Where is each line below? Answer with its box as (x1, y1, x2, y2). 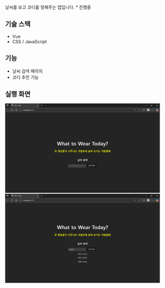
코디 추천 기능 (12, 74, 39, 80)
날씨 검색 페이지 (12, 68, 43, 74)
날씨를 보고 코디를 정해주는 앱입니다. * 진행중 (5, 4, 91, 10)
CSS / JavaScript (12, 38, 47, 44)
